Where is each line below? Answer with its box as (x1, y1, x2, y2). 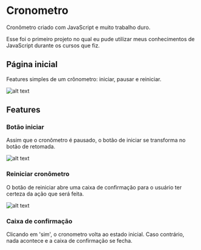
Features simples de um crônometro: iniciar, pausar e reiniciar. (6, 75, 162, 82)
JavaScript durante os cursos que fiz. (6, 42, 100, 49)
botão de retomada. (6, 143, 56, 150)
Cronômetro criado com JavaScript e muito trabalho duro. (6, 24, 151, 31)
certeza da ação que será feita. (6, 190, 84, 197)
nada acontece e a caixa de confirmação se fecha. (6, 237, 133, 245)
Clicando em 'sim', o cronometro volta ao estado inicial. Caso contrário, (6, 231, 185, 238)
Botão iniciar (6, 123, 44, 131)
